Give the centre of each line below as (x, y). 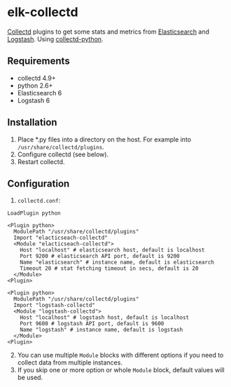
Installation (32, 122)
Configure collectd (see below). (63, 154)
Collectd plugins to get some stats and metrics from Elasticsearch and (108, 32)
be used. (30, 378)
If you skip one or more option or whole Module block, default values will (121, 370)
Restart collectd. (41, 161)
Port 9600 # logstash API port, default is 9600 (92, 324)
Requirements (38, 61)
